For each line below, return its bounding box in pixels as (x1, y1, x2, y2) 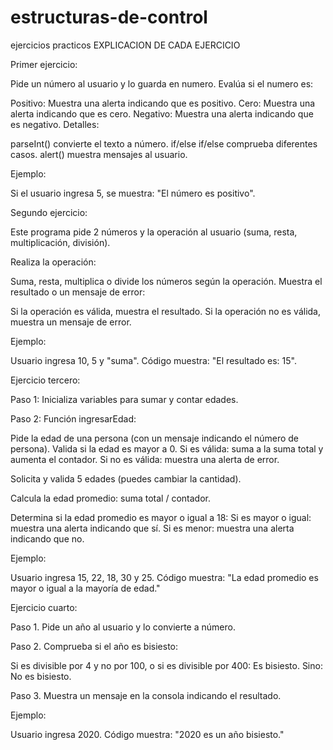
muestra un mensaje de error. (10, 316, 132, 328)
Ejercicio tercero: (10, 374, 81, 386)
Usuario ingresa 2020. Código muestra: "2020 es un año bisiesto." (10, 728, 285, 740)
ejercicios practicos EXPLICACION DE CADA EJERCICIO (10, 39, 241, 51)
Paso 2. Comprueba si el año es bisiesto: (10, 640, 179, 652)
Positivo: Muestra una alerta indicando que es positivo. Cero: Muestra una (10, 97, 316, 109)
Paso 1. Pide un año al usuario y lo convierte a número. (10, 621, 236, 633)
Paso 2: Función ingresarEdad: (10, 412, 137, 425)
